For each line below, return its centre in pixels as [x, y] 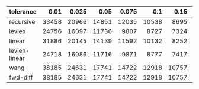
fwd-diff [21, 77]
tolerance [23, 12]
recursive [22, 22]
